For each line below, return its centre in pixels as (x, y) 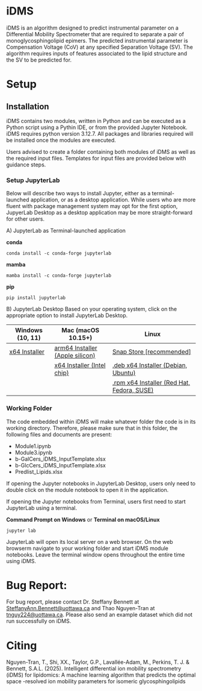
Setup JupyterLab (33, 180)
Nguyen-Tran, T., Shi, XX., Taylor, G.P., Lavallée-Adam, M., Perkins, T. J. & (98, 662)
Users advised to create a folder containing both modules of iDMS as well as (101, 151)
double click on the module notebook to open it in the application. (87, 490)
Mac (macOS (81, 330)
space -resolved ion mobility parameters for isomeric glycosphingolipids (96, 681)
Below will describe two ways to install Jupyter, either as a (78, 194)
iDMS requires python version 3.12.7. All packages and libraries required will (100, 133)
